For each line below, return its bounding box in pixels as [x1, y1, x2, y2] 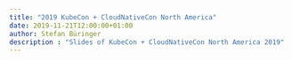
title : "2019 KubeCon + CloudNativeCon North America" [9, 12, 217, 22]
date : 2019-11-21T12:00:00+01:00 [9, 21, 134, 30]
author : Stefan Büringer [9, 29, 101, 38]
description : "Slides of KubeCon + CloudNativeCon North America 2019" [9, 37, 285, 47]
